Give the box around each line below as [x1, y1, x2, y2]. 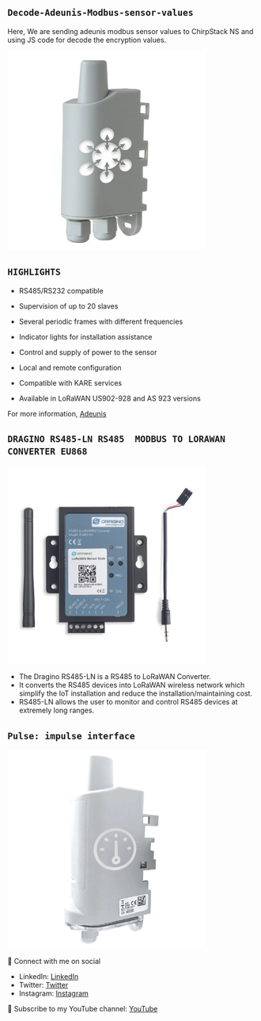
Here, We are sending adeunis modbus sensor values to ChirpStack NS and [7, 26, 254, 36]
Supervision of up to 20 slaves [18, 301, 119, 311]
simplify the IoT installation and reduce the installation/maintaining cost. [18, 689, 253, 698]
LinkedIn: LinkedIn [18, 972, 79, 981]
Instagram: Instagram [18, 988, 89, 998]
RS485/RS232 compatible [18, 286, 104, 295]
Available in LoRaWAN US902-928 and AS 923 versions [18, 393, 201, 403]
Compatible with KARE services [18, 378, 123, 387]
